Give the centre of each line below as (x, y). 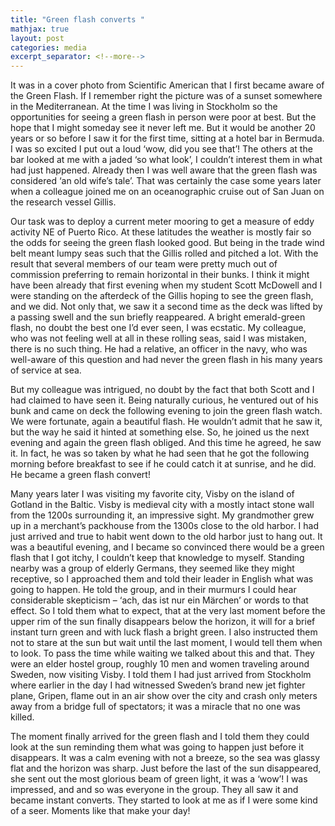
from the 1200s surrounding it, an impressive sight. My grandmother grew (162, 515)
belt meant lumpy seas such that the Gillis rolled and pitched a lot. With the (164, 253)
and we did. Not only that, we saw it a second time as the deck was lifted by (166, 307)
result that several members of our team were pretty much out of (144, 264)
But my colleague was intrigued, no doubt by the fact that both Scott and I (162, 390)
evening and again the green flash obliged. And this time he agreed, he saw (166, 443)
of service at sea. (46, 370)
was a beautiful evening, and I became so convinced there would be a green (167, 547)
